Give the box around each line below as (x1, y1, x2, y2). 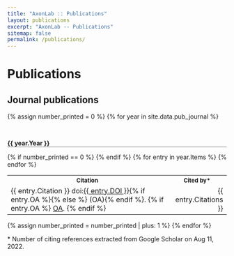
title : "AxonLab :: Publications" (7, 10, 108, 17)
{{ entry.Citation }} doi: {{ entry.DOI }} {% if (10, 186, 146, 195)
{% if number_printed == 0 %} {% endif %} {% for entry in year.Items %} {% (7, 153, 227, 161)
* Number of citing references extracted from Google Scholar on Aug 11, (7, 234, 214, 243)
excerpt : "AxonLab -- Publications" (7, 23, 114, 30)
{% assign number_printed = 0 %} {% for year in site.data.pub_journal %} (7, 112, 219, 121)
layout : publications (7, 17, 70, 24)
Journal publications (7, 93, 99, 105)
